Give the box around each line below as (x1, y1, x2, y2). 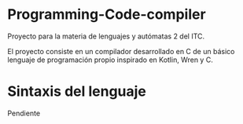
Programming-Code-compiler (7, 5, 206, 24)
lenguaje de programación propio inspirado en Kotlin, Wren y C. (7, 55, 213, 64)
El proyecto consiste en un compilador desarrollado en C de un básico (7, 46, 235, 56)
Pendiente (7, 108, 41, 118)
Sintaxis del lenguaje (7, 82, 147, 100)
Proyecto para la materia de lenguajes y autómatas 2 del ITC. (7, 31, 205, 41)
